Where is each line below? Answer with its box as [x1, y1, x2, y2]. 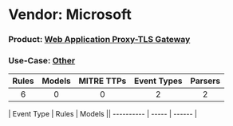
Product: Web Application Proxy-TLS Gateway [8, 34, 191, 45]
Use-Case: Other [8, 55, 76, 67]
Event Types [134, 75, 183, 86]
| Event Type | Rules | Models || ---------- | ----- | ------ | [8, 109, 198, 119]
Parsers [190, 75, 221, 86]
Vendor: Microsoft [8, 6, 132, 24]
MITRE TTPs [78, 75, 127, 86]
